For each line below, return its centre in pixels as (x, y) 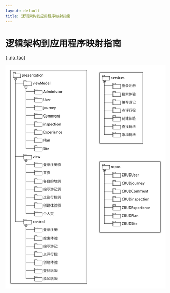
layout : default (22, 11)
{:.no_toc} (16, 58)
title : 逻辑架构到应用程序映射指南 (38, 16)
